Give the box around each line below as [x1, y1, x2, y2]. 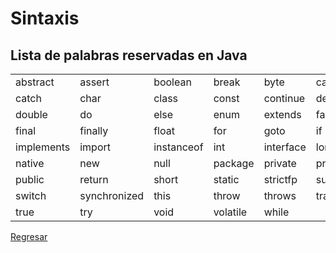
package [213, 157, 255, 170]
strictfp [263, 173, 298, 186]
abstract [15, 75, 55, 89]
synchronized [79, 189, 145, 202]
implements [15, 140, 71, 154]
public [15, 173, 45, 186]
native [15, 157, 45, 170]
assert [79, 75, 110, 89]
